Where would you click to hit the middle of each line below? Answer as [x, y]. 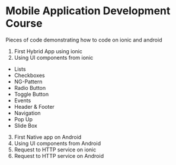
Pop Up [23, 119]
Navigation [27, 113]
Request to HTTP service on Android [59, 156]
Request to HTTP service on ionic [55, 150]
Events [23, 100]
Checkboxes [29, 75]
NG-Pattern [28, 82]
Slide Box [26, 125]
